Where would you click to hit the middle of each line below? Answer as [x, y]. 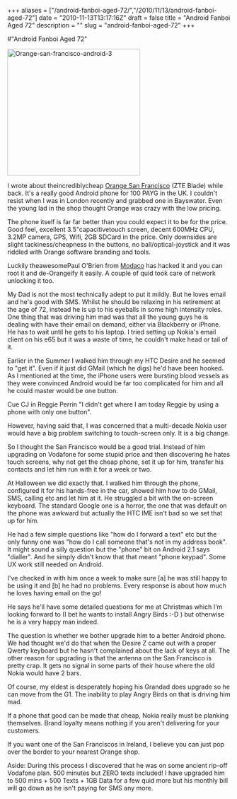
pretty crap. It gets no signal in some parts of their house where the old [111, 665]
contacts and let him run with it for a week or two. [80, 469]
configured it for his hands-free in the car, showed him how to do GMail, [112, 490]
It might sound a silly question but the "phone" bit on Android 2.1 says [109, 549]
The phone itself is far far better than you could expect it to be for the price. [117, 222]
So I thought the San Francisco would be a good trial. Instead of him [106, 447]
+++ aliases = [28, 10]
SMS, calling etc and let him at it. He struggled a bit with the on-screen [110, 498]
